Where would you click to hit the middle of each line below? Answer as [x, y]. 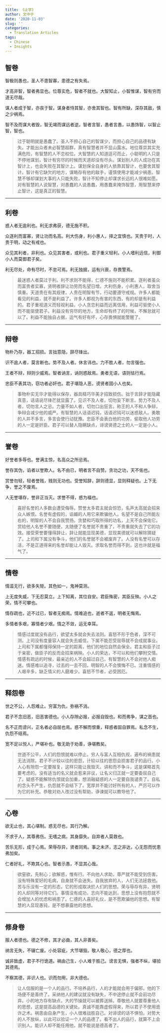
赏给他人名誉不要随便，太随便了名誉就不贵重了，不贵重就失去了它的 [86, 526]
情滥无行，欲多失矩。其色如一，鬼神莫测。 [48, 586]
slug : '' [14, 24]
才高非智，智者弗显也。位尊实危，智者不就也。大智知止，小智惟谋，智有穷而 [83, 91]
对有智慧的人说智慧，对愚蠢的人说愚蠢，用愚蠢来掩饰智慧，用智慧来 [86, 185]
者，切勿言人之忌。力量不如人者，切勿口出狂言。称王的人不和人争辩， [89, 406]
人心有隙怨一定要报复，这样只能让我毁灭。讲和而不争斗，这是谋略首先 [89, 766]
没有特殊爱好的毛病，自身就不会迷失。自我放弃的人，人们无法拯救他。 [89, 880]
